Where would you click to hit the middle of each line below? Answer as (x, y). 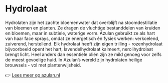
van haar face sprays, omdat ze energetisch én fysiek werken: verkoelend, (82, 38)
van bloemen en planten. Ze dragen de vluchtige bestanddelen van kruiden (83, 27)
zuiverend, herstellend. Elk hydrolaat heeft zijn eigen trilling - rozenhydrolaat (84, 43)
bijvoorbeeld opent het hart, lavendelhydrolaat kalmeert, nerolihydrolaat (79, 49)
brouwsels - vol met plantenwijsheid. (43, 65)
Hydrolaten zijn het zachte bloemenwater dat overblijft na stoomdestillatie (81, 22)
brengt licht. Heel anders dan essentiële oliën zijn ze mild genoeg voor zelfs (83, 54)
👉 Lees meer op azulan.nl (33, 75)
